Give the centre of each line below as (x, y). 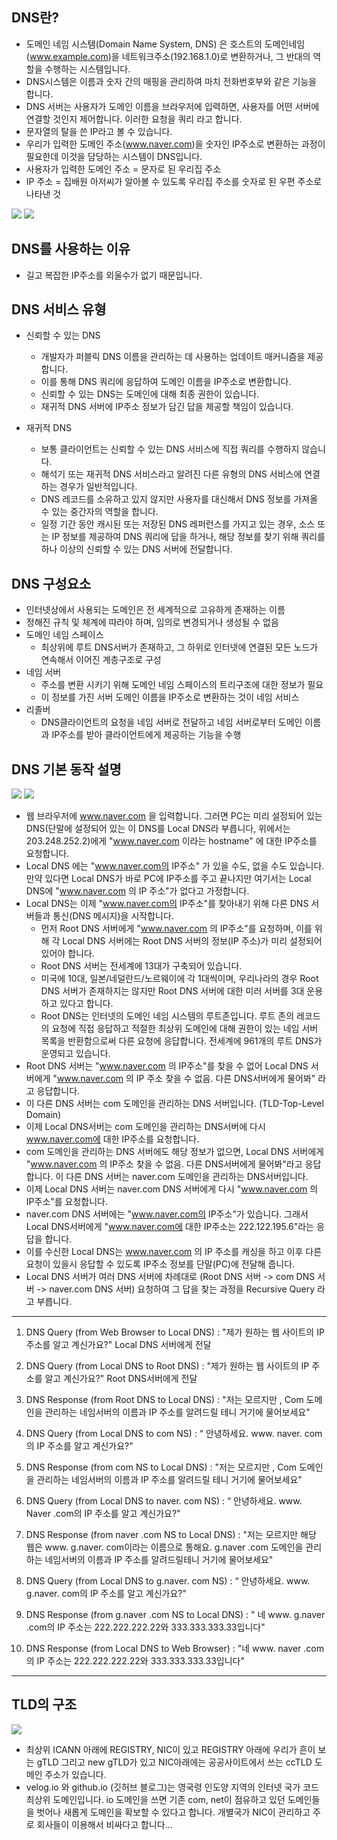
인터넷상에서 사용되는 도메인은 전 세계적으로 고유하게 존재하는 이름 (155, 610)
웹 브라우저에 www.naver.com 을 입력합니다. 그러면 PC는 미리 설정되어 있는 (174, 816)
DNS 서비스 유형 (59, 309)
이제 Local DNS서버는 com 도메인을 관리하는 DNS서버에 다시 (145, 1127)
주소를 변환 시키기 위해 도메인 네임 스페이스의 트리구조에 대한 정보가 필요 (182, 685)
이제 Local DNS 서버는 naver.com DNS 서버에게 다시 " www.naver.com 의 (172, 1189)
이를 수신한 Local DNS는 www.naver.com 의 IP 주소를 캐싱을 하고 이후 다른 (174, 1252)
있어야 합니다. (67, 954)
